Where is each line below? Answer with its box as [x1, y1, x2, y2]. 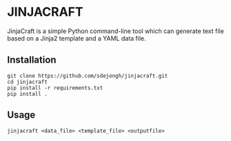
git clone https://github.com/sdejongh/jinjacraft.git [7, 72, 168, 79]
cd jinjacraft [7, 78, 48, 85]
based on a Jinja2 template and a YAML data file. [7, 34, 146, 42]
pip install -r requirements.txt [7, 84, 103, 91]
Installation [7, 54, 57, 66]
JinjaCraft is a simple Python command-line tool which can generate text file [7, 27, 224, 35]
